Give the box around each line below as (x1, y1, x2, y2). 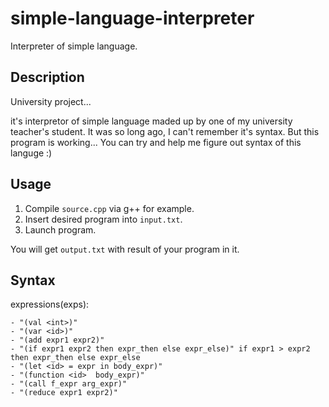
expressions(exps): (10, 298, 90, 311)
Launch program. (24, 223, 97, 236)
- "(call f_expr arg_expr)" (10, 379, 128, 389)
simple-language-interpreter (10, 7, 255, 30)
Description (10, 69, 85, 86)
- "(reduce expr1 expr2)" (10, 388, 118, 398)
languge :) (10, 147, 53, 159)
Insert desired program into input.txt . (24, 213, 183, 225)
